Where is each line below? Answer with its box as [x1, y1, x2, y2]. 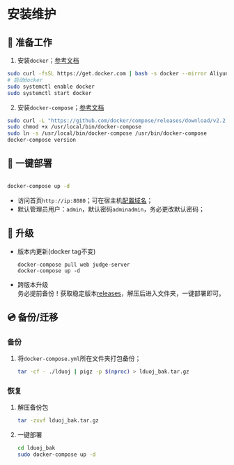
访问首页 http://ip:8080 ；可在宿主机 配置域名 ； [17, 196, 153, 205]
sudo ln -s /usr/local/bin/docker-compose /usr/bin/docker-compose [7, 130, 208, 137]
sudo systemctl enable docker [7, 83, 95, 90]
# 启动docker [7, 76, 43, 84]
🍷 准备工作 [7, 36, 52, 48]
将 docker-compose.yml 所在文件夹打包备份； [17, 354, 141, 363]
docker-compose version [7, 137, 77, 144]
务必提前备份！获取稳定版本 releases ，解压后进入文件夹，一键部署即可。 [17, 289, 225, 297]
